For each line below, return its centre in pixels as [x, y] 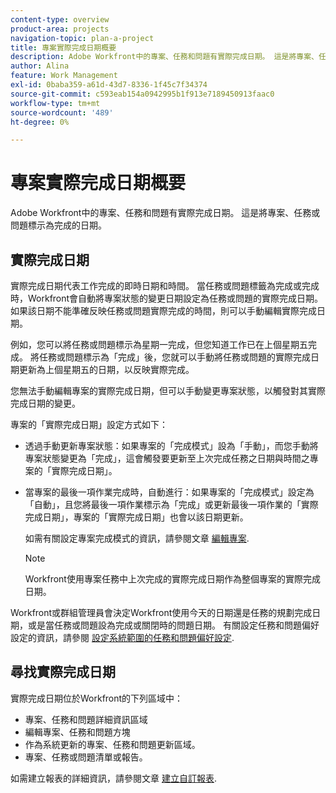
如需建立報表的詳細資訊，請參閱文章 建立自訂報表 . [113, 778]
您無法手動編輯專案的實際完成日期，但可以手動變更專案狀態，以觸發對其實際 [168, 390]
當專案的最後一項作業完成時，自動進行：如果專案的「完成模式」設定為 [169, 492]
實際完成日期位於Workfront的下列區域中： [97, 698]
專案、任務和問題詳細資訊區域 [86, 719]
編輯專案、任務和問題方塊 [77, 732]
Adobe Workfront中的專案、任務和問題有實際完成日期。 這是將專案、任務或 [165, 213]
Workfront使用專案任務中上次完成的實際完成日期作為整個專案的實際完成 [172, 579]
